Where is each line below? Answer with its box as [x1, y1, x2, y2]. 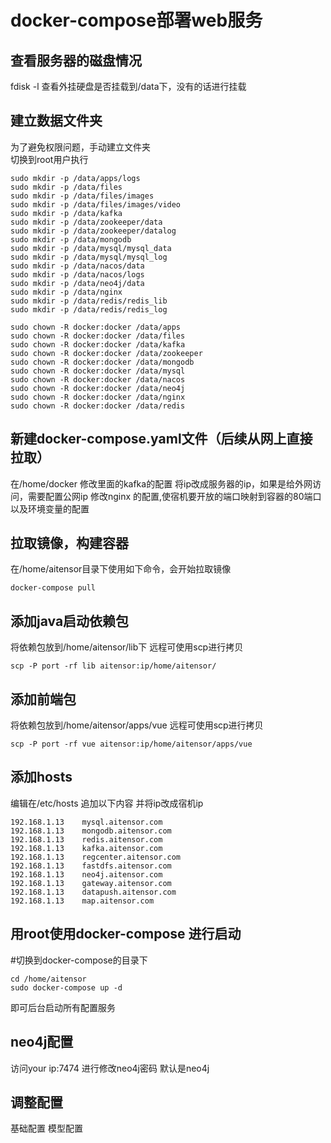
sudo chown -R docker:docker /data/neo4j [10, 383, 186, 393]
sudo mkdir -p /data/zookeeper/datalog [10, 226, 177, 236]
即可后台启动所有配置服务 [10, 1001, 116, 1013]
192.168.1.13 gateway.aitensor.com [10, 878, 172, 888]
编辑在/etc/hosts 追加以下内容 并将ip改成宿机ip [10, 797, 204, 809]
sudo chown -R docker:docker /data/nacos [10, 374, 186, 385]
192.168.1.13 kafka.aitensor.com [10, 843, 163, 853]
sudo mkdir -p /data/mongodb [10, 234, 132, 245]
